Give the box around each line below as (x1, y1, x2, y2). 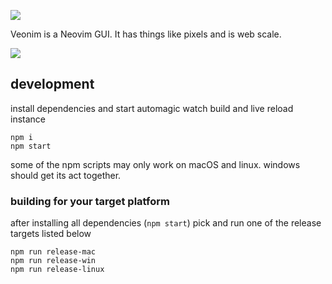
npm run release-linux (10, 265, 105, 275)
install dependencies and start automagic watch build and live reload (10, 102, 294, 114)
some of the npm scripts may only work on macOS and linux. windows (10, 158, 301, 170)
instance (10, 113, 46, 125)
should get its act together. (10, 169, 122, 181)
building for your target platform (10, 194, 170, 208)
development (10, 76, 95, 93)
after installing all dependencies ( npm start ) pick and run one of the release (10, 217, 322, 229)
